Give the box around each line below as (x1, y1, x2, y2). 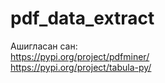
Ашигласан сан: (10, 40, 78, 52)
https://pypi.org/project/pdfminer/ (10, 50, 150, 62)
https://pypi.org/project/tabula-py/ (10, 61, 152, 73)
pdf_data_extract (10, 7, 155, 30)
